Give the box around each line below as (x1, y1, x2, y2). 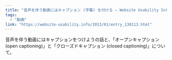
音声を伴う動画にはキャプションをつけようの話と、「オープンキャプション (5, 36, 160, 43)
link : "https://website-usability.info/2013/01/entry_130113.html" (5, 22, 153, 27)
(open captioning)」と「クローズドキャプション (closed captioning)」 (5, 43, 152, 49)
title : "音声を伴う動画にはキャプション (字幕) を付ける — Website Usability (5, 7, 159, 13)
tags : (5, 12, 17, 17)
